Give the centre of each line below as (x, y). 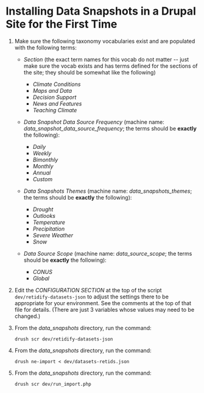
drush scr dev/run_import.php (53, 384)
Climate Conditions (57, 84)
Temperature (49, 222)
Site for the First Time (62, 24)
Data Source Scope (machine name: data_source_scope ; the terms (108, 253)
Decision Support (55, 97)
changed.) (27, 316)
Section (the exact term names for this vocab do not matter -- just (106, 59)
